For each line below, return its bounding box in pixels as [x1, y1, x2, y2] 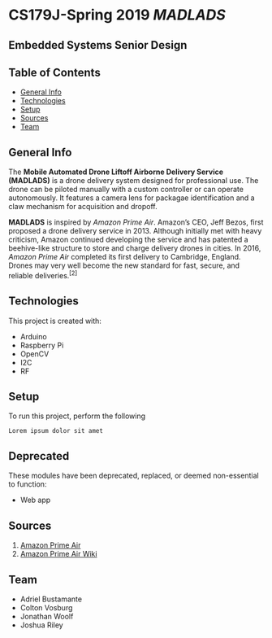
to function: [8, 479, 47, 489]
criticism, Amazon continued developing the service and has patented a [8, 234, 249, 245]
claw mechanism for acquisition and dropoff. [8, 202, 158, 212]
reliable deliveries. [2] [8, 269, 78, 280]
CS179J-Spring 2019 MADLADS [8, 6, 226, 24]
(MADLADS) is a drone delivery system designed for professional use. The [8, 176, 259, 186]
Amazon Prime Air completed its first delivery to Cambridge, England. [8, 252, 241, 262]
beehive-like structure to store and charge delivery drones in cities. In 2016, [8, 243, 261, 253]
